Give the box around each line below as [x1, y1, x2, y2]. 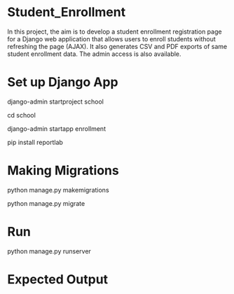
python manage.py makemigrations [7, 185, 110, 194]
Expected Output [7, 271, 109, 287]
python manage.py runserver [7, 246, 91, 255]
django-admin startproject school [7, 97, 104, 106]
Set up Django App [7, 74, 118, 90]
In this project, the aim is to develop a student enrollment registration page [7, 27, 222, 36]
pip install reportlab [7, 138, 63, 146]
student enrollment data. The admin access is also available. [7, 50, 181, 58]
